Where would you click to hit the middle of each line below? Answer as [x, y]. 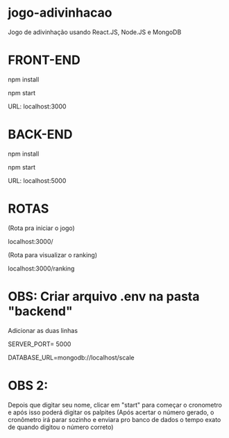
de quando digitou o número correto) [61, 427]
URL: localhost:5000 [37, 180]
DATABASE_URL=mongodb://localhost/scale [71, 357]
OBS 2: [28, 386]
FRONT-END [44, 60]
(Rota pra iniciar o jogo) [41, 228]
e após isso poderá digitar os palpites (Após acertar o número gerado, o [111, 412]
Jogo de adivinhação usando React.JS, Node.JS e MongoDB [95, 32]
